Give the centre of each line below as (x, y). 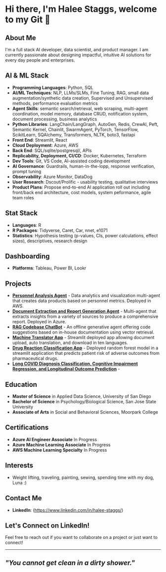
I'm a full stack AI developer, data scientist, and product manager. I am (77, 50)
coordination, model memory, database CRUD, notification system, (80, 114)
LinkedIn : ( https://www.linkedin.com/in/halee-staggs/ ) (68, 510)
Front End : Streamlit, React (40, 140)
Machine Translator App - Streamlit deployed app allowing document (83, 338)
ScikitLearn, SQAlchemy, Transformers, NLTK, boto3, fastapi (74, 135)
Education (21, 384)
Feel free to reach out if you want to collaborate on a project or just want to (82, 537)
